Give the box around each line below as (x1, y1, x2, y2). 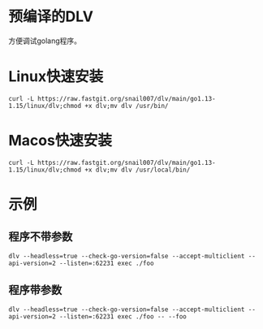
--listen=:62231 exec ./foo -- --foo (59, 312, 187, 321)
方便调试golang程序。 (8, 36, 82, 45)
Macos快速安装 (8, 132, 112, 150)
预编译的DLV (8, 7, 93, 26)
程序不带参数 (8, 230, 73, 244)
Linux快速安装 (8, 67, 104, 86)
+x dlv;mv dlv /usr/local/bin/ (84, 166, 191, 174)
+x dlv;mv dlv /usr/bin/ (84, 102, 169, 110)
